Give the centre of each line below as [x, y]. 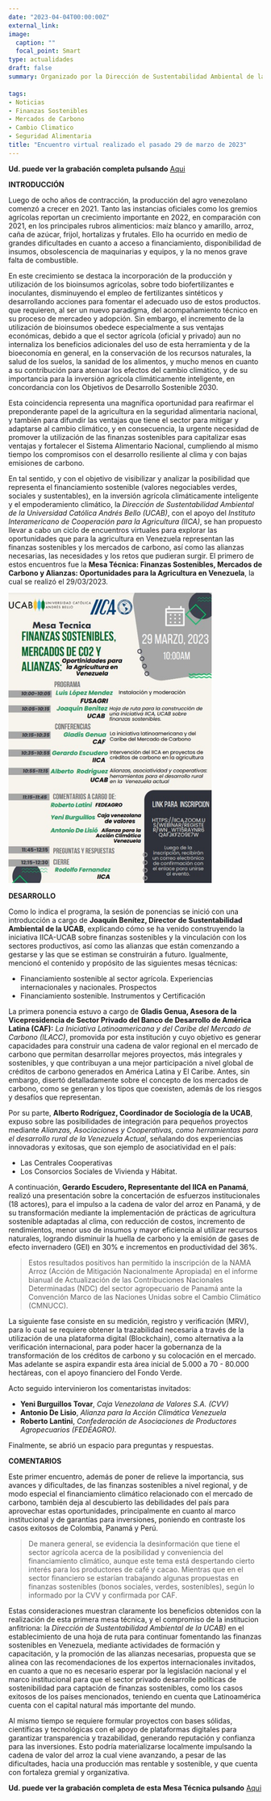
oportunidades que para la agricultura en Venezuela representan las [121, 538]
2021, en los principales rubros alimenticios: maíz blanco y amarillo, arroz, [131, 225]
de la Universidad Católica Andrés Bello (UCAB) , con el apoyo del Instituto [132, 513]
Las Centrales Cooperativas [66, 1162]
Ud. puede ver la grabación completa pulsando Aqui [97, 169]
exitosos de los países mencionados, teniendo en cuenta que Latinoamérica [135, 1696]
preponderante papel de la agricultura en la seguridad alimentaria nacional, [133, 411]
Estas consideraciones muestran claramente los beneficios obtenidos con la [135, 1610]
